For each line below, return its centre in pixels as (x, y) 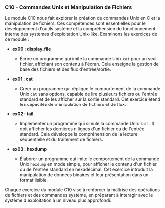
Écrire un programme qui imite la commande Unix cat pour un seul (88, 59)
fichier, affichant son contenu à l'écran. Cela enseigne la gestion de (89, 64)
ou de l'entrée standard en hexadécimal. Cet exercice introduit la (86, 169)
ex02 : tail (23, 114)
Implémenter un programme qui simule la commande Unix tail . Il (87, 124)
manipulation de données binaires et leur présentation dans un (84, 175)
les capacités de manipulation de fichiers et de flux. (73, 104)
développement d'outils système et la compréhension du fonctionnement (80, 29)
